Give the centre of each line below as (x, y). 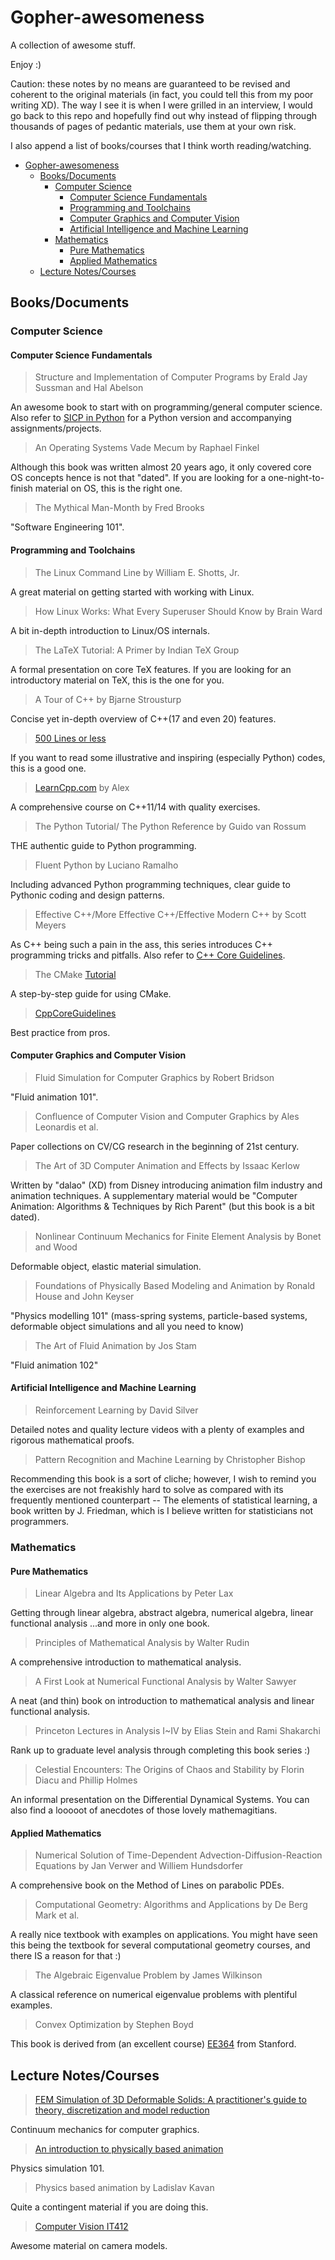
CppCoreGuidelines (75, 1013)
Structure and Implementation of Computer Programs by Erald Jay (171, 377)
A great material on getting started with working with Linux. (132, 592)
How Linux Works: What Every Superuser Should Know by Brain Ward (178, 611)
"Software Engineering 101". (67, 527)
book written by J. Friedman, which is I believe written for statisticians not (162, 1511)
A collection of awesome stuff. (73, 45)
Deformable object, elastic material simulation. (106, 1266)
